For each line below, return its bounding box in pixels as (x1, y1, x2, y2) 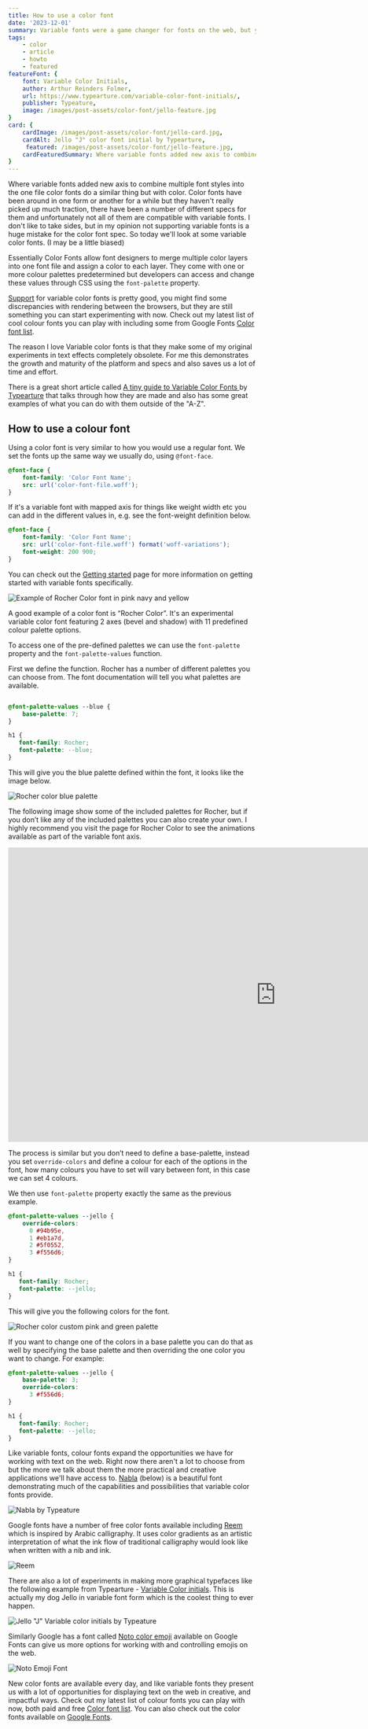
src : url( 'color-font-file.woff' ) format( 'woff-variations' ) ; (22, 540, 230, 549)
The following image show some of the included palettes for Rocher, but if (8, 806, 248, 816)
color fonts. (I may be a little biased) (8, 238, 125, 248)
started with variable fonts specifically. (8, 577, 134, 587)
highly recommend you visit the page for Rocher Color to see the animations (8, 823, 256, 832)
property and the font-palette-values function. (8, 648, 163, 658)
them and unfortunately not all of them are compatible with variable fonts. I (8, 213, 250, 223)
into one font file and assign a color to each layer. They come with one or (8, 261, 245, 271)
